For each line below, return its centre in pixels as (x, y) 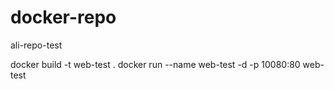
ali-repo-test (36, 45)
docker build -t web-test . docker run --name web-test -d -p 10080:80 (155, 64)
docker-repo (63, 17)
